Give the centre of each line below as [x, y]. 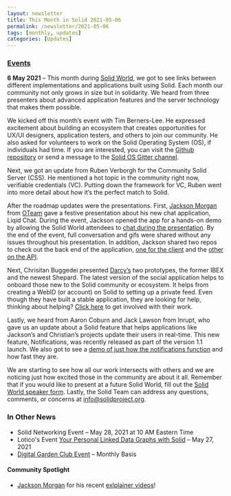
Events [19, 63]
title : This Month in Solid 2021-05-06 [64, 20]
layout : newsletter [35, 13]
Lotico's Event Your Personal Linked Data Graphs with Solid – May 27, [115, 439]
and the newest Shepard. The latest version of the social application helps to [115, 278]
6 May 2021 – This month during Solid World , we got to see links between [112, 78]
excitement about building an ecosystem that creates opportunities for [107, 128]
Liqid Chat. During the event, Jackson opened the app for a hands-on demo [114, 220]
